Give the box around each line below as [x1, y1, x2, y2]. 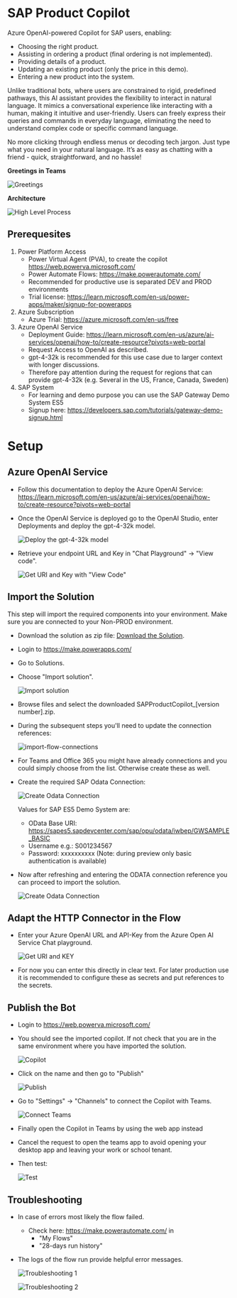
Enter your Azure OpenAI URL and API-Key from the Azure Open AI [17, 931, 214, 939]
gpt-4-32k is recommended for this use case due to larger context [28, 353, 223, 361]
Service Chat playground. [17, 939, 93, 947]
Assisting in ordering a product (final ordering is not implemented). [17, 50, 213, 58]
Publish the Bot [7, 1001, 76, 1013]
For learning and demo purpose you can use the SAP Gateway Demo [28, 391, 230, 399]
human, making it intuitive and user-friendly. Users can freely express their [7, 109, 226, 117]
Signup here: [28, 405, 66, 414]
